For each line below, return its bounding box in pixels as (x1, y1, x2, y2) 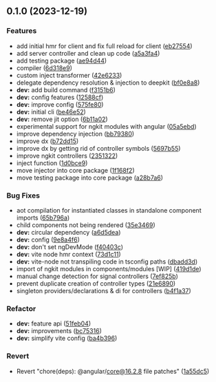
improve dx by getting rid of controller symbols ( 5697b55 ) (16, 144, 181, 152)
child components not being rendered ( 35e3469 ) (16, 220, 155, 229)
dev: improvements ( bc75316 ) (16, 327, 102, 335)
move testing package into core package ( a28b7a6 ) (16, 173, 163, 182)
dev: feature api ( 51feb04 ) (16, 319, 91, 328)
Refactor (6, 304, 36, 313)
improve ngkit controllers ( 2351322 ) (16, 151, 118, 160)
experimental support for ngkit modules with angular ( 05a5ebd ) (16, 122, 197, 130)
